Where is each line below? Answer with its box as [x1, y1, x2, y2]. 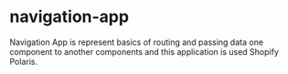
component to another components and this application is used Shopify [9, 46, 279, 57]
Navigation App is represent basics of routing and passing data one [9, 37, 263, 48]
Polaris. [9, 56, 38, 67]
